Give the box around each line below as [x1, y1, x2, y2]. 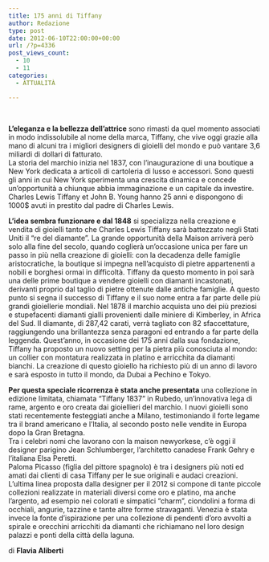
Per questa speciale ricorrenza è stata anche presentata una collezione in [8, 385, 258, 394]
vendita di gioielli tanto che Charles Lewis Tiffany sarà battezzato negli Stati [8, 224, 259, 234]
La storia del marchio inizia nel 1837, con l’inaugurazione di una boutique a [8, 157, 255, 167]
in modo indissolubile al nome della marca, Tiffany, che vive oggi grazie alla [8, 132, 259, 141]
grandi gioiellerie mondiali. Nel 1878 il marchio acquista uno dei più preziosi [8, 301, 257, 311]
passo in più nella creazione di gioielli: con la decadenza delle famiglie [8, 250, 241, 259]
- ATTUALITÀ [15, 79, 56, 87]
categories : [8, 71, 48, 79]
